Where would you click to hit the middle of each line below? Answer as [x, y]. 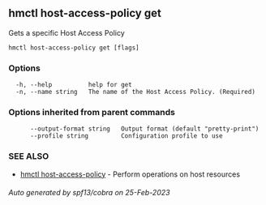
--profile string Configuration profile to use [126, 136]
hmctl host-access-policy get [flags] [74, 48]
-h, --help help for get [74, 85]
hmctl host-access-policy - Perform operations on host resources [130, 174]
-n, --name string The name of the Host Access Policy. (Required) [135, 92]
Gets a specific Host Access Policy [67, 32]
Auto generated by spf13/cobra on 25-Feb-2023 [89, 193]
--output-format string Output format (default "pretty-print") [144, 129]
